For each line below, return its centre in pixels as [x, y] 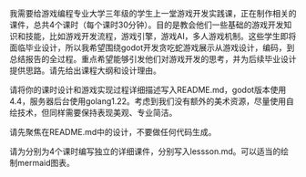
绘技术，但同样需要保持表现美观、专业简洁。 [93, 113]
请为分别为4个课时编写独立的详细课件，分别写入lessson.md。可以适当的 [145, 151]
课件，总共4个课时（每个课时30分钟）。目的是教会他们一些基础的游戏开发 [147, 25]
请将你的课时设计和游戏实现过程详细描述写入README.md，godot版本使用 [148, 90]
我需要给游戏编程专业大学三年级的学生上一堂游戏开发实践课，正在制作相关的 [153, 13]
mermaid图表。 [46, 163]
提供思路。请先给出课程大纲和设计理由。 [85, 70]
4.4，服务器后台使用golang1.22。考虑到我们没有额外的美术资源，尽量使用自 [152, 101]
